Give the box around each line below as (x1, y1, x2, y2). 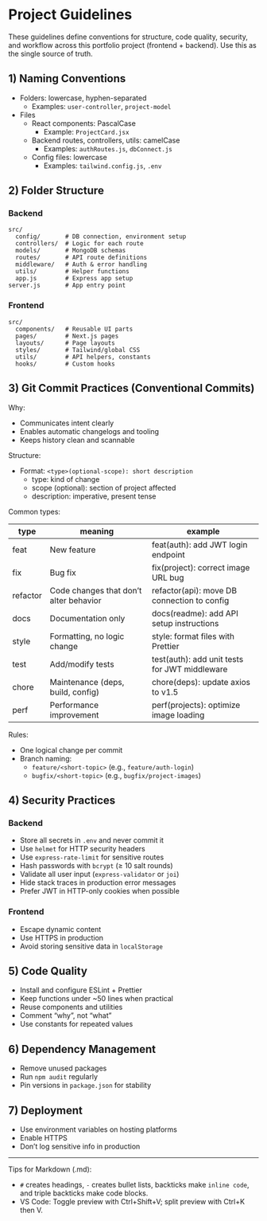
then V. (19, 1205, 44, 1215)
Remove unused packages (19, 1063, 107, 1073)
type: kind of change (31, 474, 100, 483)
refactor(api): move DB (151, 585, 237, 596)
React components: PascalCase (31, 118, 137, 128)
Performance (49, 699, 99, 710)
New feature (49, 544, 96, 555)
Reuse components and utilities (19, 1002, 123, 1012)
